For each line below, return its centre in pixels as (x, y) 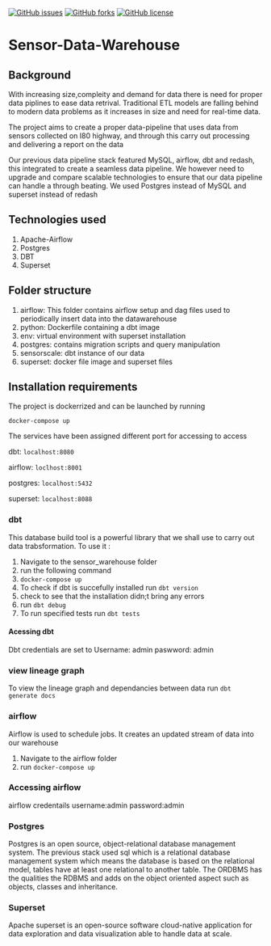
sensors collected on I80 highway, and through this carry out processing (129, 136)
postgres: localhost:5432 (50, 483)
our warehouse (33, 742)
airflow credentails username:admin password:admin (96, 805)
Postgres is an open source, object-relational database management (122, 844)
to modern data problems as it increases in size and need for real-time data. (134, 112)
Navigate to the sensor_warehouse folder (88, 561)
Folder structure (50, 291)
